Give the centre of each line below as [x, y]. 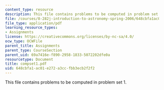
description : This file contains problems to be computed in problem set [82, 14]
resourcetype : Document [29, 59]
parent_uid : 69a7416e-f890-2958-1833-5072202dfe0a [58, 55]
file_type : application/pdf [34, 23]
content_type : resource [29, 9]
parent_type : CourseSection [34, 50]
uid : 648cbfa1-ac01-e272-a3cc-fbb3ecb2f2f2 [50, 69]
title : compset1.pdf [26, 64]
